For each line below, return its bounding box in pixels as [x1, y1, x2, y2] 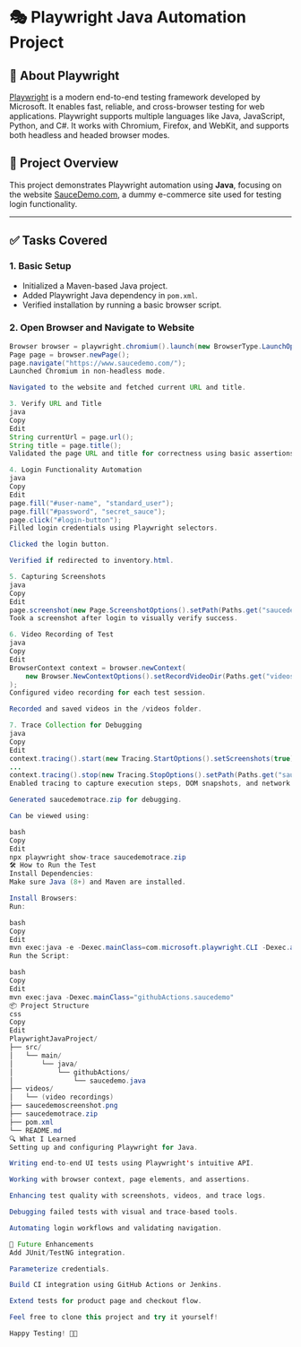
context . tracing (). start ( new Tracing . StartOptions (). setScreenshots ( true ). [9, 754, 298, 763]
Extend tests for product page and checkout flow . [9, 1297, 202, 1306]
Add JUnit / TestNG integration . [9, 1248, 126, 1257]
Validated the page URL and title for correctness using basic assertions [9, 449, 295, 458]
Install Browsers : [9, 894, 78, 903]
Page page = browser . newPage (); [9, 350, 130, 359]
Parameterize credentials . [9, 1265, 110, 1274]
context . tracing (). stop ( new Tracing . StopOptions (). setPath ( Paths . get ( [9, 771, 279, 780]
